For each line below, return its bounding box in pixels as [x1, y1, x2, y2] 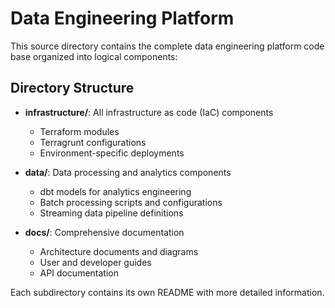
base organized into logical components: [10, 50, 178, 62]
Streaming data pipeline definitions [39, 207, 184, 219]
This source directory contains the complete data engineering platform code [10, 40, 325, 52]
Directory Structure [10, 80, 135, 97]
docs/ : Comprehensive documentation [24, 226, 185, 238]
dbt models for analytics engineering [39, 185, 192, 197]
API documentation [39, 267, 119, 279]
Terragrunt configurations [39, 136, 147, 148]
